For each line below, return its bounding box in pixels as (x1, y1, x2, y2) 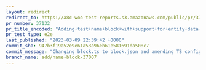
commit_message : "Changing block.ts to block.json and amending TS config (6, 49, 202, 55)
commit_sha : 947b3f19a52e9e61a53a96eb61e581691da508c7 (6, 43, 149, 49)
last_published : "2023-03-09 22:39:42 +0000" (6, 37, 124, 43)
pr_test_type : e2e (6, 32, 53, 38)
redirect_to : (6, 15, 39, 21)
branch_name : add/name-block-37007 (6, 54, 97, 60)
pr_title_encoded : (6, 26, 53, 32)
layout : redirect (6, 9, 50, 15)
